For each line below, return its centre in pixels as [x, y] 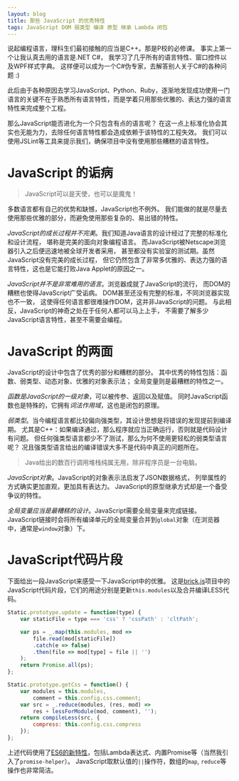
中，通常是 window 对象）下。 [48, 528]
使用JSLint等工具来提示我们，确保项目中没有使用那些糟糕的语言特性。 [110, 141]
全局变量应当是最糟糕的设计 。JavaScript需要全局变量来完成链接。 [104, 510]
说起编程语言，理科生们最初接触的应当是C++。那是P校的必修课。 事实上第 [116, 49]
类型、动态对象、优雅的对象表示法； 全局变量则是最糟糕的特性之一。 [127, 381]
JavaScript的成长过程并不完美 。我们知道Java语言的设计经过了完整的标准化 [117, 233]
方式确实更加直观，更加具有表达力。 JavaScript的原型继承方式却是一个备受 [117, 487]
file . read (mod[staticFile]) [74, 639]
